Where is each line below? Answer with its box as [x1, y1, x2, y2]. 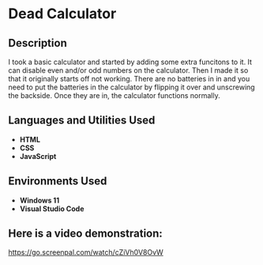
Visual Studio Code [19, 203, 85, 214]
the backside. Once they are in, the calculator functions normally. [8, 91, 220, 100]
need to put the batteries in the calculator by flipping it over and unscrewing [8, 82, 255, 92]
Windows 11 [19, 195, 60, 205]
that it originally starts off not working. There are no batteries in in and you [8, 74, 250, 83]
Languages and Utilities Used [8, 114, 156, 127]
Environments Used [8, 175, 107, 188]
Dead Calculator [8, 5, 117, 23]
